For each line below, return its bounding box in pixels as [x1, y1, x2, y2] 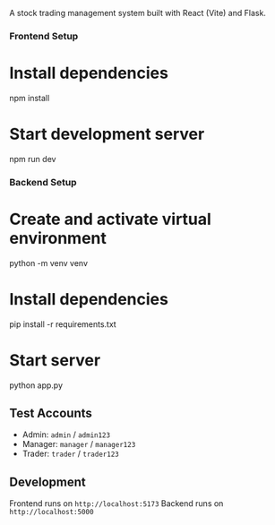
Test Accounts [9, 405, 92, 420]
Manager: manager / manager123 [21, 439, 136, 450]
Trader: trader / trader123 [21, 448, 119, 460]
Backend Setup [9, 176, 78, 188]
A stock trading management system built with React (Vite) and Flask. [9, 8, 267, 18]
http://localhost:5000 [9, 508, 94, 517]
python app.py [9, 380, 64, 391]
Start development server [9, 125, 205, 144]
